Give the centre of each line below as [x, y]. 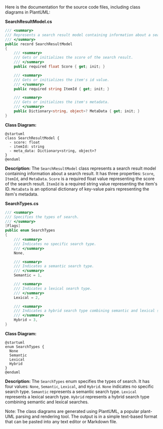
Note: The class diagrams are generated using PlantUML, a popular [72, 411]
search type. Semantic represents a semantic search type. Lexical [71, 391]
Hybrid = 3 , [26, 320]
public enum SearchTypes [30, 231]
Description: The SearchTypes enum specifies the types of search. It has [77, 381]
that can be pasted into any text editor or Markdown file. [61, 421]
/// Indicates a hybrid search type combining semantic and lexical [84, 311]
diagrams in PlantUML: [28, 12]
